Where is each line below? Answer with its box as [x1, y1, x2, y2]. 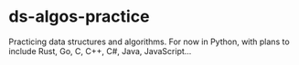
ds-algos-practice [8, 6, 150, 27]
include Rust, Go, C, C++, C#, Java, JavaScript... [8, 45, 192, 56]
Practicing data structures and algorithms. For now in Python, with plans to [8, 36, 290, 47]
